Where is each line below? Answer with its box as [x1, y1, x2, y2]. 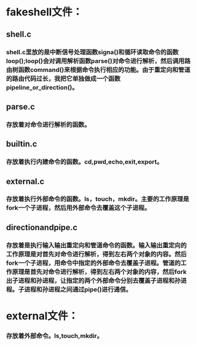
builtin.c [6, 139, 37, 149]
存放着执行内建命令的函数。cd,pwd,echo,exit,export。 [6, 158, 163, 166]
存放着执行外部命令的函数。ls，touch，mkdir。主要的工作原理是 [6, 195, 189, 203]
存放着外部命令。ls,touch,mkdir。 [6, 331, 103, 340]
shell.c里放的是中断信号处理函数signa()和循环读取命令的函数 [6, 48, 179, 56]
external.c [6, 176, 45, 186]
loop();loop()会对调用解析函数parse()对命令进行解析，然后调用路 [6, 57, 191, 65]
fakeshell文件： [6, 5, 84, 19]
